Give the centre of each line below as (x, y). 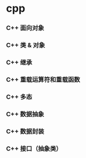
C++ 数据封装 (25, 131)
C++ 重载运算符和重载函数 (43, 79)
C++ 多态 (19, 97)
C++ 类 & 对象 (26, 45)
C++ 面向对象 (25, 28)
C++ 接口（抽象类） (34, 149)
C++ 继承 (19, 62)
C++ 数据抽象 (25, 114)
